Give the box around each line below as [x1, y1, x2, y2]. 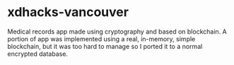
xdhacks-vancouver [7, 4, 129, 20]
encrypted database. [7, 50, 69, 58]
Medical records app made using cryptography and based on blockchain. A [7, 27, 228, 36]
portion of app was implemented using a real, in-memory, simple [7, 34, 196, 43]
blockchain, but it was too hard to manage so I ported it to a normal [7, 42, 203, 50]
